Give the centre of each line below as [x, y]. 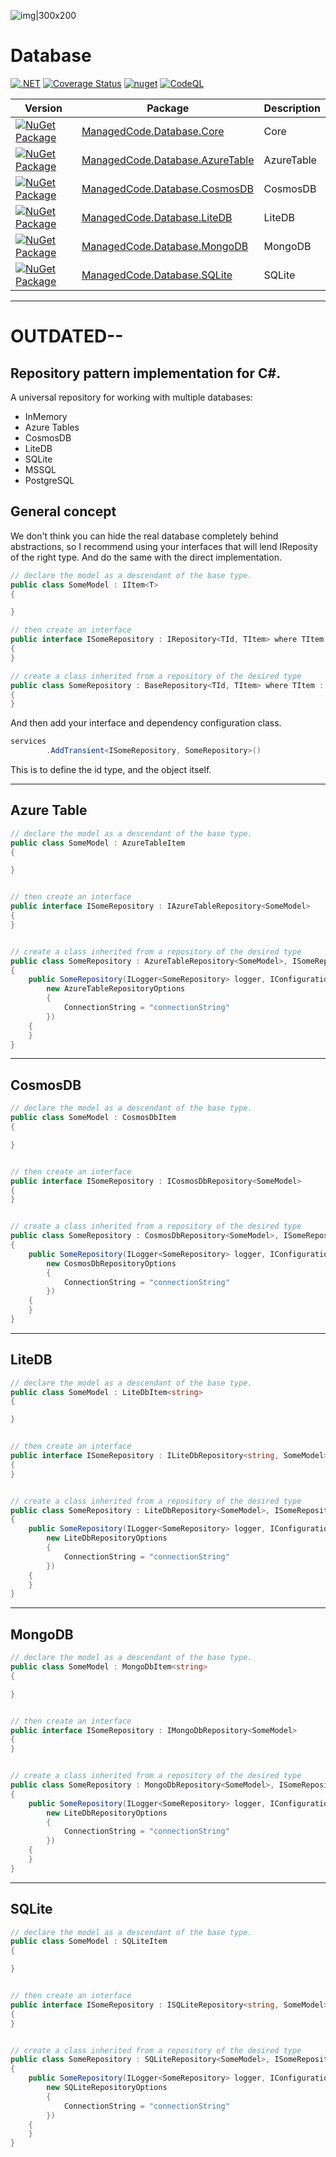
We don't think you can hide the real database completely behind [144, 536]
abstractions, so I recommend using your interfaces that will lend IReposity [164, 546]
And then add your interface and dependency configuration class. [146, 723]
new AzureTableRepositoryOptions [116, 989]
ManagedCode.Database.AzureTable [168, 160]
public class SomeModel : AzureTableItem [98, 843]
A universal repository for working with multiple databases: [131, 397]
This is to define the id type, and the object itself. [111, 769]
